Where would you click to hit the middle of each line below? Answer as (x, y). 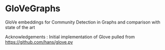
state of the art (20, 27)
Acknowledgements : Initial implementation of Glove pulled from (70, 37)
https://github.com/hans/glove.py (39, 42)
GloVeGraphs (33, 9)
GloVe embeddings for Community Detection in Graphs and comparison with (83, 22)
